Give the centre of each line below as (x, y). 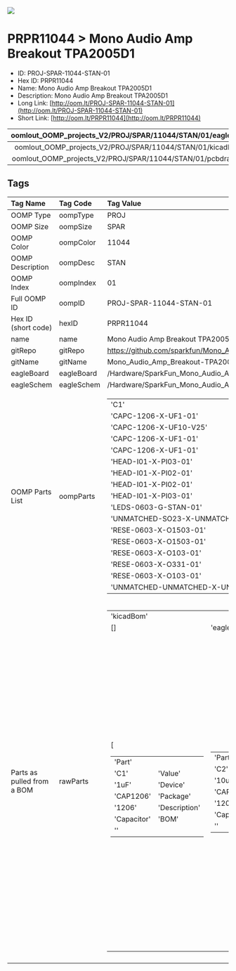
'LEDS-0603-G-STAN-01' (156, 507)
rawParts (74, 781)
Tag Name (28, 203)
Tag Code (76, 203)
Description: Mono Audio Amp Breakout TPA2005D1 (93, 96)
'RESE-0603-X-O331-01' (156, 564)
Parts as (24, 772)
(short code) (32, 327)
